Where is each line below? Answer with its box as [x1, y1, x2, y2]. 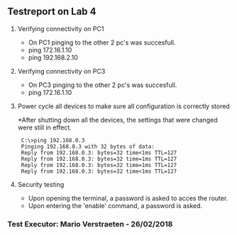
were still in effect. [17, 123, 72, 132]
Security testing [17, 180, 65, 188]
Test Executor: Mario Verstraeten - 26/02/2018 [7, 219, 173, 229]
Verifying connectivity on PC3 [17, 67, 106, 75]
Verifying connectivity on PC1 [17, 24, 104, 33]
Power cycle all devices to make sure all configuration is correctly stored [17, 102, 231, 110]
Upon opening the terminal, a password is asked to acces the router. [28, 194, 228, 202]
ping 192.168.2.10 [28, 53, 78, 62]
